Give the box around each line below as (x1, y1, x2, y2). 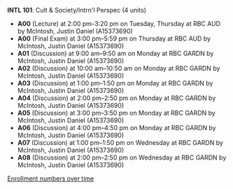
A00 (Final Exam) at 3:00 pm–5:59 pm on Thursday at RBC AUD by (17, 34, 211, 43)
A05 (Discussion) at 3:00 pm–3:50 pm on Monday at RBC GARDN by (17, 108, 216, 117)
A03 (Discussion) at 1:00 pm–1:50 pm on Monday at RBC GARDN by (17, 79, 213, 87)
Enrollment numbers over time (7, 174, 94, 183)
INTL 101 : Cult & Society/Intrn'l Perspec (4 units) (7, 6, 147, 14)
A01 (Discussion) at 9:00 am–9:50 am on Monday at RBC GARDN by (17, 49, 214, 57)
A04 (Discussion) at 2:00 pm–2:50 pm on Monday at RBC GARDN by (17, 94, 216, 102)
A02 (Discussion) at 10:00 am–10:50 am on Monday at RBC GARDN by (17, 64, 220, 72)
